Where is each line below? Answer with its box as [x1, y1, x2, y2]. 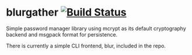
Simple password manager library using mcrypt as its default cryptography [6, 25, 187, 32]
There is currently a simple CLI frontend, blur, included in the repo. [6, 42, 166, 49]
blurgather [6, 6, 59, 19]
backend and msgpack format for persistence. [6, 31, 118, 38]
